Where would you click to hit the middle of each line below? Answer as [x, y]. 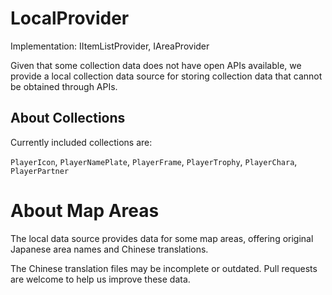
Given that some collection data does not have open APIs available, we [156, 65]
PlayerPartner [40, 171]
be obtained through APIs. [64, 86]
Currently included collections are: [81, 142]
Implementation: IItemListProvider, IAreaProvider [110, 46]
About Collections [68, 118]
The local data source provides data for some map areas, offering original [162, 238]
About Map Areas [85, 210]
